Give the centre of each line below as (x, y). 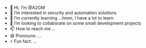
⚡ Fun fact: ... (23, 41)
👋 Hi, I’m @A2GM (27, 8)
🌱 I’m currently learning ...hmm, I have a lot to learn (62, 18)
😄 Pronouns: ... (26, 36)
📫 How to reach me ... (33, 29)
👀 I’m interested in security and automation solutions (63, 13)
